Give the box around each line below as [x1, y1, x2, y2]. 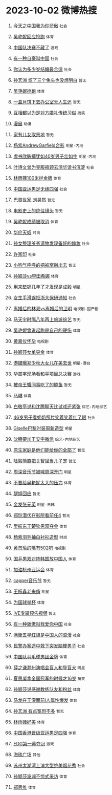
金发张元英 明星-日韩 [13, 501, 55, 507]
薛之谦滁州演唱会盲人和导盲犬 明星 [13, 664, 85, 671]
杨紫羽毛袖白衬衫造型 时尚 [13, 533, 68, 540]
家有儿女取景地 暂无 [13, 131, 54, 137]
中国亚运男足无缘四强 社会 [13, 185, 68, 192]
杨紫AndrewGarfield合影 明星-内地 [13, 142, 83, 148]
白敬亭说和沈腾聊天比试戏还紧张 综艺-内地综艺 [13, 403, 107, 410]
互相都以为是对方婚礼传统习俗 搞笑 [13, 110, 85, 116]
